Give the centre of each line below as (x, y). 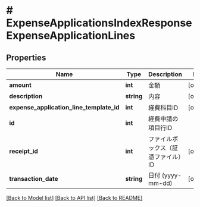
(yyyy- (171, 175)
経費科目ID (163, 108)
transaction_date (34, 179)
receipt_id (24, 151)
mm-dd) (160, 183)
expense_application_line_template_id (65, 107)
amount (20, 85)
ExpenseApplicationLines (71, 36)
